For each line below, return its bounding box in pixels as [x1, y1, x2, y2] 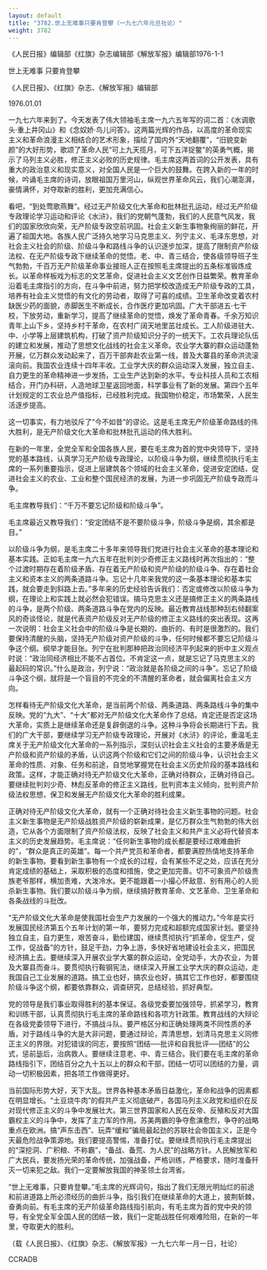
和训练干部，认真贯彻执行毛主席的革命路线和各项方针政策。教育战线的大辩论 [8, 1009, 259, 1019]
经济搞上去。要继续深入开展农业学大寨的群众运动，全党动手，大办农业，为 [8, 953, 252, 962]
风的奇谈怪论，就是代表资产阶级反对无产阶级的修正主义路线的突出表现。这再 [8, 614, 259, 624]
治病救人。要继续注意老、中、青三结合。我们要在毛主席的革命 [56, 1049, 259, 1059]
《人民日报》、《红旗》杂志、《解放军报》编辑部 [8, 83, 158, 92]
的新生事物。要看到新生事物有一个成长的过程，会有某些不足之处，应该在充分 [8, 856, 259, 866]
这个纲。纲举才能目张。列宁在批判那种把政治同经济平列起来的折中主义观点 [14, 644, 259, 653]
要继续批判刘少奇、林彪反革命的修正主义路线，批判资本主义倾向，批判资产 [8, 780, 252, 789]
